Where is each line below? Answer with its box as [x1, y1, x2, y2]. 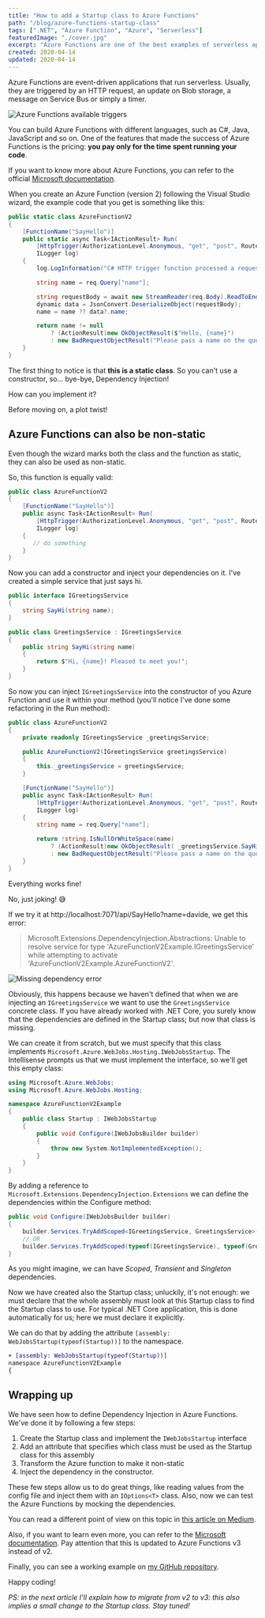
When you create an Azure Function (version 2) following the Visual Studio [8, 189, 251, 199]
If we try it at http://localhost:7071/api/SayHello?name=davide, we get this [8, 909, 248, 919]
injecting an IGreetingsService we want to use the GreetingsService [8, 998, 230, 1007]
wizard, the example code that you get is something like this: [8, 197, 205, 207]
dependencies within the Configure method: [8, 1198, 151, 1207]
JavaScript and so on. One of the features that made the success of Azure [8, 133, 250, 142]
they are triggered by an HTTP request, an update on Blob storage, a [8, 85, 231, 95]
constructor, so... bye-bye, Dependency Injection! [8, 373, 170, 384]
